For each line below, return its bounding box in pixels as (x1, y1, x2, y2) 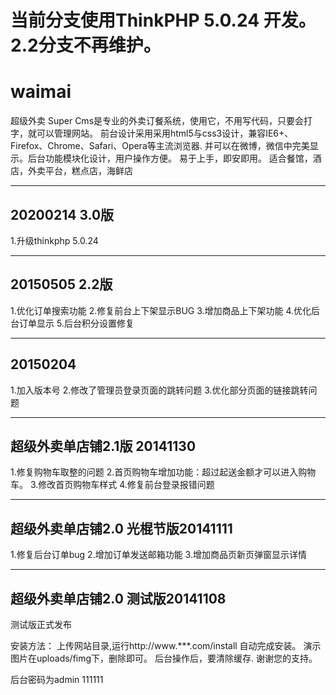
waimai (10, 81, 72, 103)
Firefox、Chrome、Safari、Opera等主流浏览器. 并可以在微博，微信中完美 (10, 140, 310, 152)
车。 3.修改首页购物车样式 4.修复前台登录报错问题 (10, 479, 215, 491)
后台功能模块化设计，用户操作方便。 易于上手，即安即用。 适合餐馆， (27, 152, 313, 165)
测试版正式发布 (10, 619, 72, 630)
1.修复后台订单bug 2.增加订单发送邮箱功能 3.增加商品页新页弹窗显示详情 (10, 549, 307, 561)
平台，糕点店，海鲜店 (44, 165, 133, 177)
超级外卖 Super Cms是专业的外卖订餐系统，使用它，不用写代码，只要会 (10, 115, 305, 127)
